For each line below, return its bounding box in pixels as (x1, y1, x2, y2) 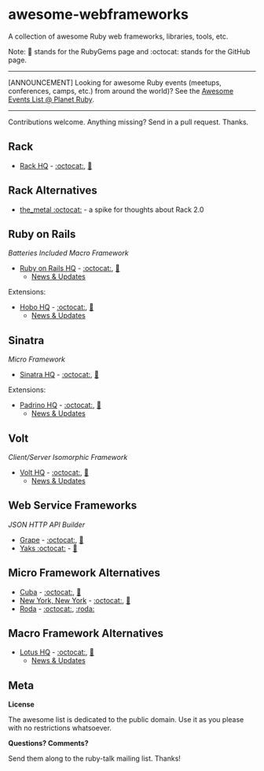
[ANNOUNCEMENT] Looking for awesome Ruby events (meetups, (8, 77, 222, 87)
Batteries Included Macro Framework (8, 248, 129, 258)
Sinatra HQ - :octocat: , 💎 (19, 370, 100, 380)
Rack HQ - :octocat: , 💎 (19, 161, 93, 170)
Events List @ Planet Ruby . (8, 95, 94, 104)
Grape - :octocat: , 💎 (19, 535, 84, 544)
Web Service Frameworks (8, 499, 137, 513)
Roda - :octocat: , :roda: (19, 604, 95, 613)
